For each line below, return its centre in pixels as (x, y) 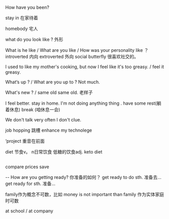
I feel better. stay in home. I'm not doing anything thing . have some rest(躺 (83, 103)
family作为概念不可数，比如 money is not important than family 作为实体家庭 (85, 195)
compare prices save (27, 167)
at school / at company (29, 211)
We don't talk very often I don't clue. (43, 120)
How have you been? (27, 7)
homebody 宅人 (22, 28)
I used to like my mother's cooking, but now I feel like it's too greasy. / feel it (85, 67)
